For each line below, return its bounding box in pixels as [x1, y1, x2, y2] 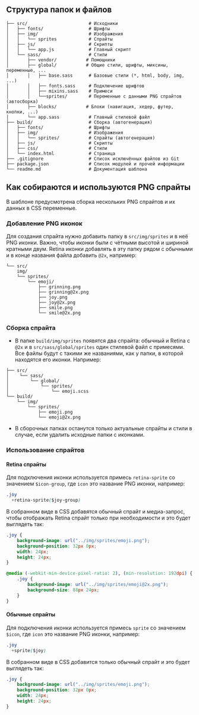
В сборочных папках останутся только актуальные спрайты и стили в [14, 425, 192, 432]
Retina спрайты [6, 461, 46, 468]
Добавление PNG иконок [6, 219, 83, 228]
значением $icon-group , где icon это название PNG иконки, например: [6, 480, 185, 487]
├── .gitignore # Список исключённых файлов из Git [6, 156, 179, 162]
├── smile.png [37, 304, 73, 311]
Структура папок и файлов [6, 5, 112, 15]
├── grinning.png [37, 284, 81, 290]
